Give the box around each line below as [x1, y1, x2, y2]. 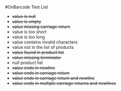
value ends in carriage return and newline [12, 75, 95, 81]
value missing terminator [12, 55, 61, 60]
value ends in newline [12, 65, 55, 71]
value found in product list [12, 49, 64, 55]
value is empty [12, 19, 41, 24]
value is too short [12, 29, 47, 34]
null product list [12, 60, 43, 65]
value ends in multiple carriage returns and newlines [12, 80, 117, 86]
